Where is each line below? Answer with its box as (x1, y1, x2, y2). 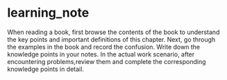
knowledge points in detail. (7, 65, 85, 73)
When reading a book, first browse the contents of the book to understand (7, 28, 220, 36)
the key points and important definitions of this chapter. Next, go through (7, 35, 216, 43)
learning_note (7, 5, 90, 21)
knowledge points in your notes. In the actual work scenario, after (7, 50, 195, 58)
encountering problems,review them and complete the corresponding (7, 57, 206, 65)
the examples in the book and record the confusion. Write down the (7, 42, 200, 51)
